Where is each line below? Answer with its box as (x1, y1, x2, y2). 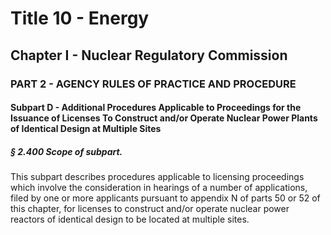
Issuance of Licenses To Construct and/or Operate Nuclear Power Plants (10, 112, 318, 124)
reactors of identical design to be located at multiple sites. (10, 213, 250, 226)
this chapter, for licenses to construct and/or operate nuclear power (10, 203, 290, 215)
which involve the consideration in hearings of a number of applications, (10, 182, 308, 194)
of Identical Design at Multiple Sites (10, 123, 162, 135)
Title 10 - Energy (10, 7, 150, 30)
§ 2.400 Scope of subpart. (10, 145, 123, 157)
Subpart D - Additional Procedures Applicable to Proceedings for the (10, 102, 302, 114)
